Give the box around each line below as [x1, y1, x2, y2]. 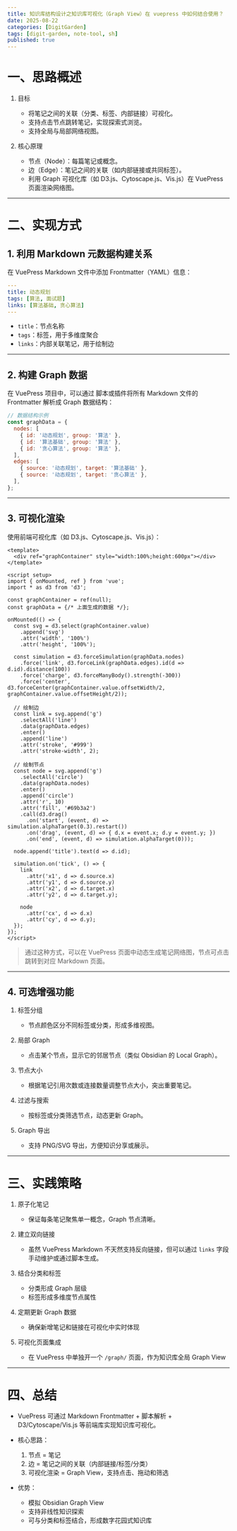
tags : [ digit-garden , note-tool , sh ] [7, 30, 119, 37]
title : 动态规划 [7, 288, 51, 296]
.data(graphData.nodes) [20, 780, 90, 787]
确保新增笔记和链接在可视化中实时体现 [28, 1323, 140, 1331]
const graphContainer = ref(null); [7, 596, 112, 603]
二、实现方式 [7, 217, 83, 233]
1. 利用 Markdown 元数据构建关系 [7, 248, 153, 260]
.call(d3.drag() [20, 811, 68, 818]
